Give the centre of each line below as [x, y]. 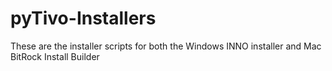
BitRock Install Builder [55, 56]
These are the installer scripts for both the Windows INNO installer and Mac [166, 46]
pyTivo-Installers [83, 18]
